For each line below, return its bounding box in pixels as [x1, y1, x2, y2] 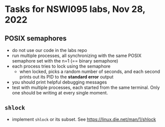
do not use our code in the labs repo [12, 47, 87, 53]
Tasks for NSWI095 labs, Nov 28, [5, 3, 146, 15]
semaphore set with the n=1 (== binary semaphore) [12, 58, 118, 63]
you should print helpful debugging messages [12, 79, 107, 85]
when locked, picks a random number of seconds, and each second [19, 68, 160, 74]
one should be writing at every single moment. [12, 90, 108, 95]
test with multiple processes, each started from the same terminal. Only [12, 84, 160, 90]
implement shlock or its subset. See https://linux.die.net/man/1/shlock [12, 116, 156, 122]
